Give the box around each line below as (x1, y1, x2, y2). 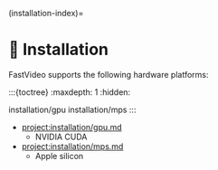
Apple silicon (34, 150, 84, 161)
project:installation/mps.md (21, 140, 124, 152)
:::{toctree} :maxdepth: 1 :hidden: (8, 86, 131, 98)
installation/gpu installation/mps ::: (8, 104, 137, 115)
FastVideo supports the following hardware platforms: (8, 69, 209, 80)
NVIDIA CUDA (34, 131, 88, 142)
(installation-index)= (8, 8, 84, 18)
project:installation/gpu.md (21, 121, 123, 132)
